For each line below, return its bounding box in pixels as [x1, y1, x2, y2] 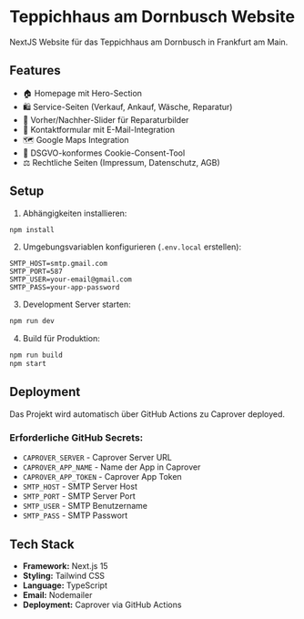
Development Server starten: [22, 299, 132, 310]
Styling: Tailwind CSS [22, 570, 106, 581]
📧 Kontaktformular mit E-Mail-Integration [22, 124, 176, 135]
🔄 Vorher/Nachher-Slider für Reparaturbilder [22, 114, 189, 125]
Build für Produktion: [22, 333, 100, 344]
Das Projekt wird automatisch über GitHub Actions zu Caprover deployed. [9, 408, 285, 420]
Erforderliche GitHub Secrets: [9, 431, 144, 443]
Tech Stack [9, 536, 75, 552]
